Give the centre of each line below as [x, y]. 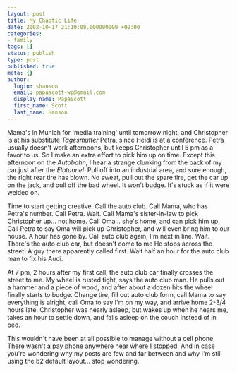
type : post [23, 60]
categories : [25, 34]
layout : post [26, 14]
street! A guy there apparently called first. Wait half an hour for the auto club [118, 251]
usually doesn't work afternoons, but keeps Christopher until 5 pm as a [110, 147]
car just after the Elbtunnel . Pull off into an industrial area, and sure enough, [117, 169]
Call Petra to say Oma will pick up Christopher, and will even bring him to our [119, 228]
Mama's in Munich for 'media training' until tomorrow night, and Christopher [118, 132]
